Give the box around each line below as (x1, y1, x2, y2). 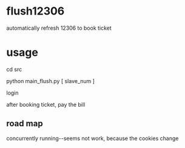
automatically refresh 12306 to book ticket (6, 24, 112, 32)
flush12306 (6, 4, 65, 18)
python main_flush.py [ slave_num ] (6, 77, 95, 84)
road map (6, 118, 44, 129)
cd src (6, 66, 22, 73)
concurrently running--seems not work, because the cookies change (6, 135, 179, 142)
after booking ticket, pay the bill (6, 101, 86, 108)
